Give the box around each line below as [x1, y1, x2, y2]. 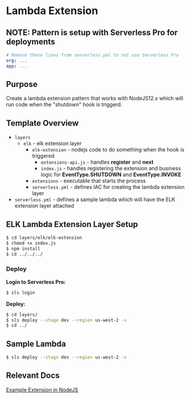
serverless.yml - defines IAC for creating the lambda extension [32, 184, 185, 191]
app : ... [6, 63, 27, 69]
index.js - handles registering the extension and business [40, 165, 181, 172]
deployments [6, 36, 56, 46]
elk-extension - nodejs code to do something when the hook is [32, 146, 185, 153]
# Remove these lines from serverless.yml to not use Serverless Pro [6, 52, 179, 58]
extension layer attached [14, 202, 74, 209]
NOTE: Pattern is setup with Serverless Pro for [6, 28, 178, 38]
